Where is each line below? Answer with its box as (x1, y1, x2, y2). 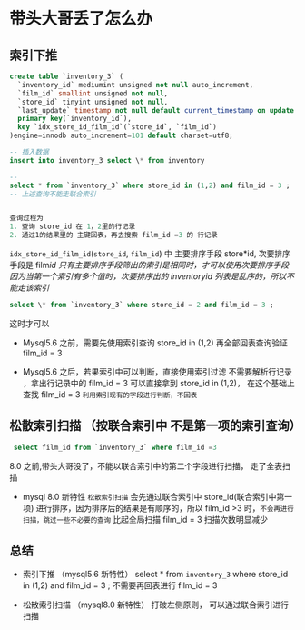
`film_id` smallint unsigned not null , (17, 88, 169, 98)
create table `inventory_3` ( (9, 72, 124, 81)
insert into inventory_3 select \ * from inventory (9, 155, 205, 165)
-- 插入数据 (9, 147, 50, 156)
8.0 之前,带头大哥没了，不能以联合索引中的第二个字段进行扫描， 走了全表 (9, 460, 283, 471)
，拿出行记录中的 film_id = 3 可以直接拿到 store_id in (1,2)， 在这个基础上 (22, 377, 295, 388)
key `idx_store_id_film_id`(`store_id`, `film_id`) (17, 123, 218, 132)
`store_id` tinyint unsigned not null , (17, 97, 169, 106)
